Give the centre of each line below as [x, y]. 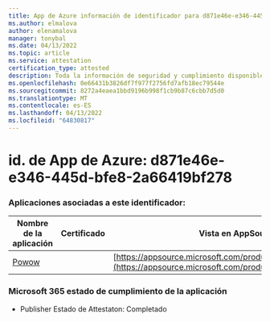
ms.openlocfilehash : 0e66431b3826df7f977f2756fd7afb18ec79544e [117, 83]
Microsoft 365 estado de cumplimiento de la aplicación [118, 291]
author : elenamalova [43, 31]
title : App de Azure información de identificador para [104, 16]
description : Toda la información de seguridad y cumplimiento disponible [136, 76]
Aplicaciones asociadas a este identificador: [97, 202]
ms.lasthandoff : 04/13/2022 [55, 114]
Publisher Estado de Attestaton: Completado [93, 309]
